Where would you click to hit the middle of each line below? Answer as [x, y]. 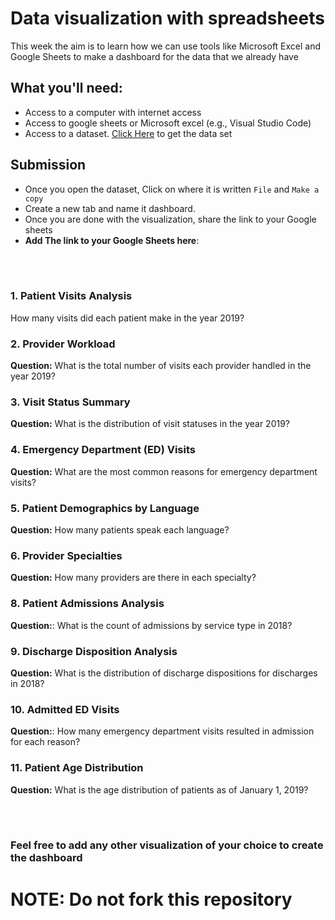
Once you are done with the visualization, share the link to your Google [170, 219]
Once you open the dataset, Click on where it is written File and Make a [172, 189]
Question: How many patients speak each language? [120, 530]
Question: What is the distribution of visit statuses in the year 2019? [150, 424]
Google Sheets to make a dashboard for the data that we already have [154, 56]
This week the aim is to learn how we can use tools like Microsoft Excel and [166, 46]
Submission [48, 165]
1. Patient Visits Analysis [71, 296]
